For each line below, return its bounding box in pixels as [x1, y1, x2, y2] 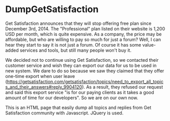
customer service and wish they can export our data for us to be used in [5, 62, 157, 68]
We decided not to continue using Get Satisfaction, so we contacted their [5, 57, 159, 63]
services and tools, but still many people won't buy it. [19, 47, 131, 53]
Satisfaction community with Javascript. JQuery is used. [5, 110, 124, 116]
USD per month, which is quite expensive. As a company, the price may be [5, 31, 162, 37]
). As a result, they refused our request [82, 84, 163, 90]
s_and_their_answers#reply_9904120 [5, 84, 82, 90]
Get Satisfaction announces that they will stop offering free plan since [5, 20, 152, 26]
